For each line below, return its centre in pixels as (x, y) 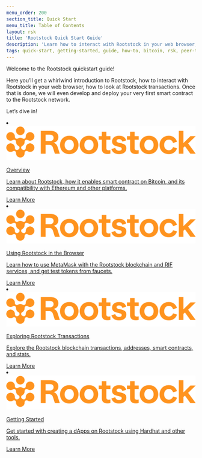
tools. (13, 438)
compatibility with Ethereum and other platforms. (67, 188)
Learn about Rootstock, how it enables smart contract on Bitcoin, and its (96, 181)
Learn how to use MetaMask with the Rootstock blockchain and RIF (90, 264)
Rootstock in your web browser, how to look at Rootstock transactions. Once (101, 87)
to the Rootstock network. (38, 99)
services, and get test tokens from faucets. (60, 271)
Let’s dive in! (22, 111)
